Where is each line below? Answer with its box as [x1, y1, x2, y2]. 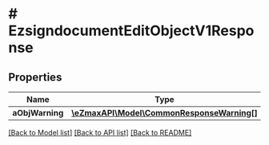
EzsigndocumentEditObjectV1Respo [8, 22, 255, 40]
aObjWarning [12, 108, 64, 118]
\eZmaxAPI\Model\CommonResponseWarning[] [71, 108, 258, 118]
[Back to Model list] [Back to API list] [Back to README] [8, 128, 192, 137]
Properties [8, 70, 62, 84]
